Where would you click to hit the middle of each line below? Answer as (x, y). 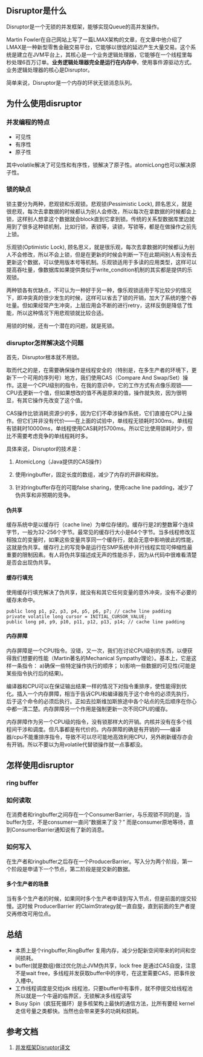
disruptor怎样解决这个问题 (45, 343)
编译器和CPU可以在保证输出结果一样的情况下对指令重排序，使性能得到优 (97, 686)
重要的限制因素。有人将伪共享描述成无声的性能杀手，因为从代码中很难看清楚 (101, 555)
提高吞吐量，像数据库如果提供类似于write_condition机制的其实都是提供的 (97, 270)
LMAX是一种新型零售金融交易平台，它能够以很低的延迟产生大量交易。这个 (98, 47)
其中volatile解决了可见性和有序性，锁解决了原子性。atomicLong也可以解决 (99, 165)
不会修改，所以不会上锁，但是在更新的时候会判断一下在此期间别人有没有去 (104, 254)
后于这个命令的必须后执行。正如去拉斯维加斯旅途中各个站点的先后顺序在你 (99, 701)
